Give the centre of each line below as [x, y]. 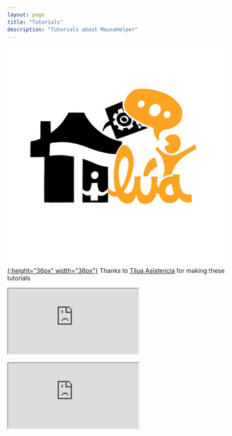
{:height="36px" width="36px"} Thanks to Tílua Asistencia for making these [116, 271]
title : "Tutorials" [35, 22]
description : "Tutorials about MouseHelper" [73, 29]
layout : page [26, 15]
